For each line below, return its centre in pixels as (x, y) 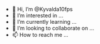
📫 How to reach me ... (40, 35)
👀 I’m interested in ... (38, 15)
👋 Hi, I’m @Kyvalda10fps (42, 9)
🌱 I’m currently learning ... (44, 22)
